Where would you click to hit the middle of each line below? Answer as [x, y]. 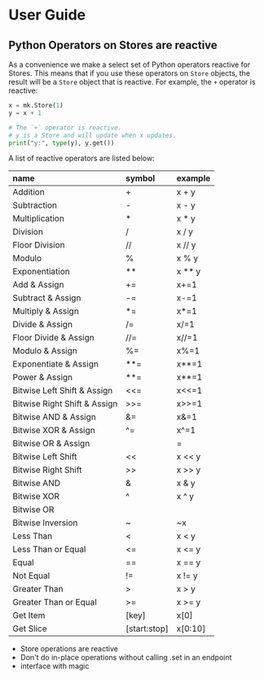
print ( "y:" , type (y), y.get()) [62, 143]
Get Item [29, 615]
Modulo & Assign [45, 351]
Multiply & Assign [46, 311]
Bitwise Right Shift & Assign [65, 404]
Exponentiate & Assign [56, 364]
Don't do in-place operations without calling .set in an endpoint [126, 658]
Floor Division [39, 245]
